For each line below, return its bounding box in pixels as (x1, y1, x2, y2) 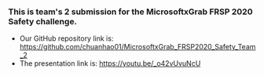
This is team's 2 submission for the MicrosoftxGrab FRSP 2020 (8, 6, 253, 17)
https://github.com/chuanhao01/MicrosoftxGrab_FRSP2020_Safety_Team (19, 42, 256, 52)
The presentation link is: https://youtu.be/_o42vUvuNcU (19, 59, 201, 68)
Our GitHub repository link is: (19, 34, 114, 43)
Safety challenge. (8, 16, 77, 27)
